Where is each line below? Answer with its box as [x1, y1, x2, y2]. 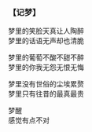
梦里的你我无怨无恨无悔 [8, 63, 84, 72]
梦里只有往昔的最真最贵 [8, 89, 84, 99]
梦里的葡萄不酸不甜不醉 [8, 53, 84, 62]
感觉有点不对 [8, 115, 50, 125]
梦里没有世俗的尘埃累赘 [8, 79, 84, 89]
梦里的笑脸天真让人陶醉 [8, 26, 84, 36]
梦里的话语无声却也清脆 [8, 36, 84, 46]
